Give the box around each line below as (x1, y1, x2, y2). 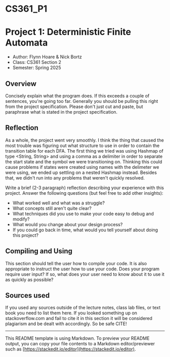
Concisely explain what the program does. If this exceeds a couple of (5, 92, 150, 99)
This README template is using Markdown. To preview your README (5, 335, 150, 341)
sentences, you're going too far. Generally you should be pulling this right (5, 98, 158, 104)
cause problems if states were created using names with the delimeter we (5, 164, 159, 170)
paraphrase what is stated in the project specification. (5, 109, 118, 115)
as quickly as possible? (5, 276, 54, 282)
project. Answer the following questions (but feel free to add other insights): (5, 190, 163, 196)
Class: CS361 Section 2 (12, 59, 62, 65)
